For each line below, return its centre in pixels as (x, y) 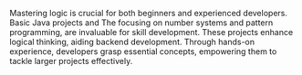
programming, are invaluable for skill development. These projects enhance (151, 32)
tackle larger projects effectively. (71, 61)
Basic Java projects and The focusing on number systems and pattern (141, 23)
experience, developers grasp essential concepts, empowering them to (143, 52)
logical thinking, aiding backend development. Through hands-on (132, 42)
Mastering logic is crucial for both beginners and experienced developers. (148, 13)
